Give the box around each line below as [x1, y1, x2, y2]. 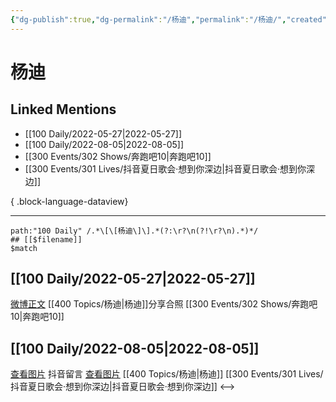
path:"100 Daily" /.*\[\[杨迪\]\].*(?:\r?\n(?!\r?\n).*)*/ [10, 226, 259, 236]
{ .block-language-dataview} [10, 195, 129, 207]
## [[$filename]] [10, 234, 83, 245]
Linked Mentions [10, 101, 117, 118]
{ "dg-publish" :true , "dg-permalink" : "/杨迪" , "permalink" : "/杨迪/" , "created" [10, 14, 327, 25]
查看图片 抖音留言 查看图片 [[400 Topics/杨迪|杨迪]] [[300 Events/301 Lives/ [10, 368, 324, 380]
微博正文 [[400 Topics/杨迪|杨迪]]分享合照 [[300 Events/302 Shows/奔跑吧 [10, 298, 318, 310]
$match [10, 243, 38, 253]
